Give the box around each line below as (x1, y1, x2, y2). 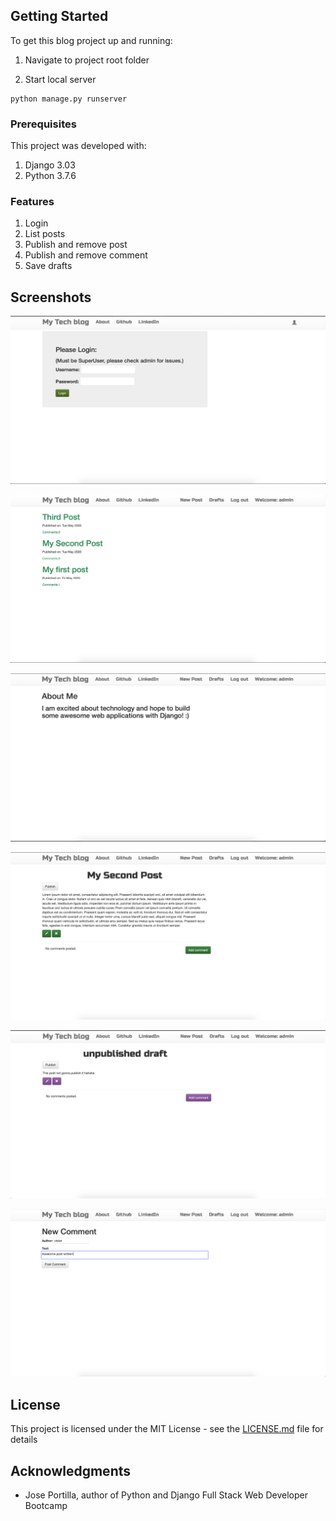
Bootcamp (24, 1500, 68, 1511)
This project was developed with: (10, 140, 147, 152)
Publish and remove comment (24, 249, 148, 261)
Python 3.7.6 (24, 170, 77, 182)
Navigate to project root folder (24, 54, 150, 66)
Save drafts (24, 260, 73, 272)
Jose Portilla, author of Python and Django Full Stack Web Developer (24, 1489, 308, 1501)
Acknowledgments (10, 1462, 132, 1479)
